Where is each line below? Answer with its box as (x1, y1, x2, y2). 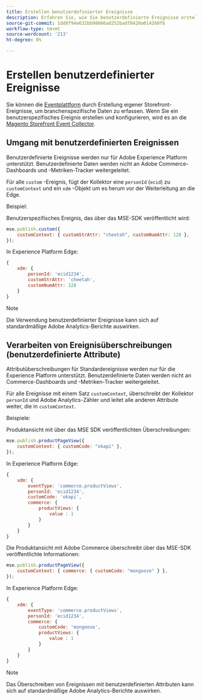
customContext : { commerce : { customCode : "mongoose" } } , (17, 568, 168, 574)
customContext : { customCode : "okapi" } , (17, 444, 122, 450)
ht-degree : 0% (6, 37, 42, 43)
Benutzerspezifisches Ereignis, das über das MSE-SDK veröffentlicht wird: (6, 214, 191, 221)
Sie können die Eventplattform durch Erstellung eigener (6, 101, 143, 108)
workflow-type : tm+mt (6, 25, 61, 32)
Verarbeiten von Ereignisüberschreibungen (6, 340, 173, 350)
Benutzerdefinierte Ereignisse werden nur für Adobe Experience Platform (6, 153, 188, 161)
